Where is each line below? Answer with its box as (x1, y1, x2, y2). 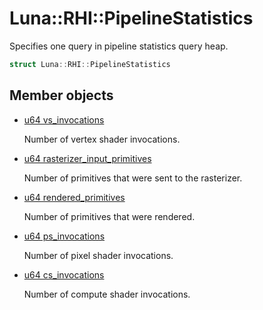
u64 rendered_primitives (23, 191, 126, 203)
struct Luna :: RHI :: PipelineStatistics (9, 59, 171, 69)
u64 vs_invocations (23, 113, 105, 126)
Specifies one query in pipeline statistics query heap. (9, 40, 229, 52)
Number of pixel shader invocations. (23, 249, 174, 261)
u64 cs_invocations (23, 268, 105, 281)
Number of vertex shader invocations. (23, 133, 181, 145)
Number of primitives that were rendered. (23, 210, 196, 222)
